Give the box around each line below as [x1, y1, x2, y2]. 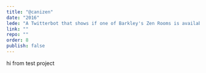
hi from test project [6, 59, 55, 67]
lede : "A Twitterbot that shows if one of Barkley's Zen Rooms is [6, 20, 180, 26]
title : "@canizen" [6, 9, 53, 15]
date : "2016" [6, 15, 40, 21]
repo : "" [6, 32, 29, 38]
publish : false [6, 43, 45, 49]
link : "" [6, 26, 29, 32]
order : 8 [6, 37, 29, 43]
